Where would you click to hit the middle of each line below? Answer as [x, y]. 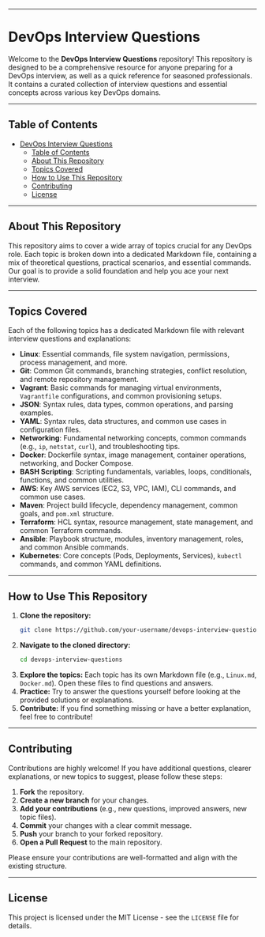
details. [20, 925]
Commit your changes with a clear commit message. [105, 825]
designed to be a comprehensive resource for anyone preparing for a [121, 67]
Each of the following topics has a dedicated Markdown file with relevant [126, 331]
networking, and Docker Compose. [77, 463]
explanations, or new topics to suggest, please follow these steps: [116, 776]
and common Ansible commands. [74, 547]
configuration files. [50, 430]
